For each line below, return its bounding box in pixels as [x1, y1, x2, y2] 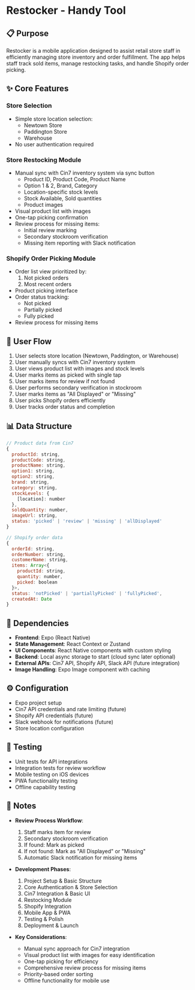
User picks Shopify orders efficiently [14, 397, 106, 404]
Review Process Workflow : [14, 817, 84, 824]
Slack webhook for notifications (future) [14, 718, 114, 726]
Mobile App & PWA [23, 909, 71, 916]
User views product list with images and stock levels [14, 365, 145, 372]
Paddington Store [23, 128, 67, 135]
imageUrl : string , [11, 513, 58, 519]
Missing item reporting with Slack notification [23, 239, 136, 246]
